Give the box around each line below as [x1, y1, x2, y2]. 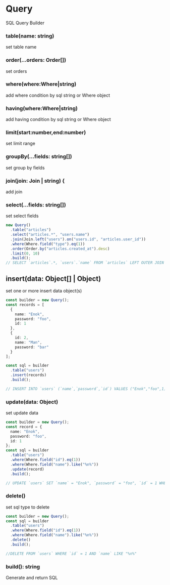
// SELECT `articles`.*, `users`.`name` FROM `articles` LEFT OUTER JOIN [6, 260, 164, 266]
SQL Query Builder [6, 20, 45, 26]
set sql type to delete [6, 504, 50, 510]
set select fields [6, 213, 39, 219]
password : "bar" [15, 345, 49, 350]
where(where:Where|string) [6, 80, 77, 88]
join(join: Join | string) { [6, 177, 65, 184]
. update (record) [10, 467, 44, 472]
